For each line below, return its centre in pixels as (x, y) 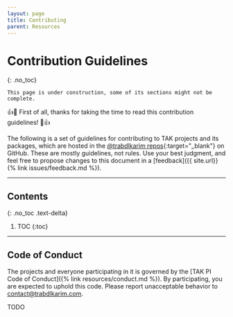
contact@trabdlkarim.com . (45, 293)
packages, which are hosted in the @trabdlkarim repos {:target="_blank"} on (116, 146)
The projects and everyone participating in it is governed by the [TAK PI (109, 271)
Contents (28, 196)
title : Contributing (37, 20)
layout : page (26, 14)
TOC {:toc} (33, 227)
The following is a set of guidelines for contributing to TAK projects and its (113, 139)
